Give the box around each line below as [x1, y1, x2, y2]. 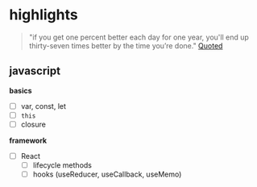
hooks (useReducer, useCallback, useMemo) [32, 169, 182, 179]
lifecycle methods [32, 160, 92, 170]
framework [9, 135, 48, 145]
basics [9, 85, 32, 95]
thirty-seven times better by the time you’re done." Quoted [28, 40, 223, 50]
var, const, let [20, 101, 67, 110]
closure [20, 119, 47, 129]
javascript [9, 64, 61, 78]
